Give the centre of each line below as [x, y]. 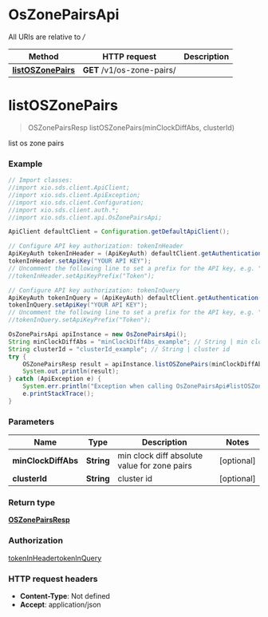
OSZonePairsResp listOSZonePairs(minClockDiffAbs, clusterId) [131, 127]
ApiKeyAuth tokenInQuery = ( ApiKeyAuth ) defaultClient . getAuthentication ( [135, 298]
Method [43, 56]
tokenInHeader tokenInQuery [55, 558]
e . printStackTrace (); [58, 394]
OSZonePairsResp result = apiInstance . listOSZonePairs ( [118, 364]
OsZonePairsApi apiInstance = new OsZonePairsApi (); [98, 334]
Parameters [31, 421]
